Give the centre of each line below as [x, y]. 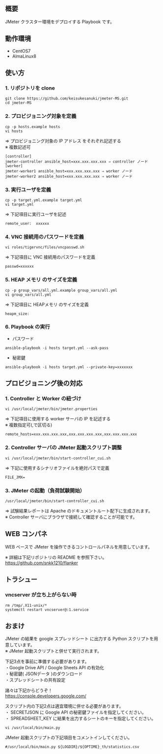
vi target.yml [20, 204]
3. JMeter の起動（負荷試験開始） [45, 490]
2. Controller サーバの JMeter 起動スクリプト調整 [63, 447]
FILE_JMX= [15, 477]
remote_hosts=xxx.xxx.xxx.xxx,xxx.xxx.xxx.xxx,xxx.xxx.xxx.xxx [71, 434]
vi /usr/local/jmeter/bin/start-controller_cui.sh [58, 458]
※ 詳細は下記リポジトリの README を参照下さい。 [56, 557]
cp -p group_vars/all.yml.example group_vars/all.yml [61, 290]
